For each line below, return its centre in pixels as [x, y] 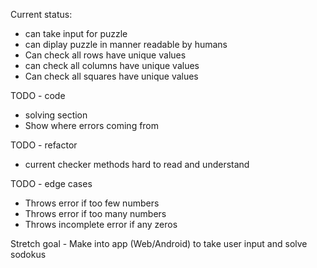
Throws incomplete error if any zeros [101, 224]
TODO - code [38, 95]
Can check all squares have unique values [111, 76]
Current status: [41, 14]
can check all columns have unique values [112, 65]
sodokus [28, 254]
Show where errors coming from [92, 125]
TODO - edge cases [51, 183]
